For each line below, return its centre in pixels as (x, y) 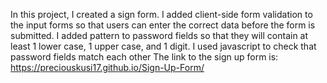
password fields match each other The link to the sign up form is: (144, 57)
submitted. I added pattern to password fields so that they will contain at (159, 35)
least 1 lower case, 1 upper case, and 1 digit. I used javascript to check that (163, 46)
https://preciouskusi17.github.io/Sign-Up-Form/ (107, 67)
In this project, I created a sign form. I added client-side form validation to (161, 14)
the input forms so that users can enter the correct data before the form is (163, 25)
